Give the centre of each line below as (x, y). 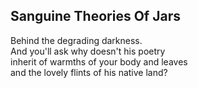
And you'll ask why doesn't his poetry (88, 51)
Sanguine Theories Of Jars (95, 16)
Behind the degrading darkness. (76, 40)
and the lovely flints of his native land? (89, 72)
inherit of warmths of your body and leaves (99, 61)
